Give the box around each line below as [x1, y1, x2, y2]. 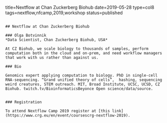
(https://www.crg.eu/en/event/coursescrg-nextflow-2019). [5, 113, 130, 118]
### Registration [5, 100, 42, 105]
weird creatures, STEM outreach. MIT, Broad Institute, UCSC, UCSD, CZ [5, 82, 160, 87]
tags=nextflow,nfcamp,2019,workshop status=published [5, 10, 123, 16]
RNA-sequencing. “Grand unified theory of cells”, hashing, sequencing [5, 77, 162, 82]
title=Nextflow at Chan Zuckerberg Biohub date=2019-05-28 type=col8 [5, 5, 155, 10]
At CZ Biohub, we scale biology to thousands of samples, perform [5, 46, 149, 51]
